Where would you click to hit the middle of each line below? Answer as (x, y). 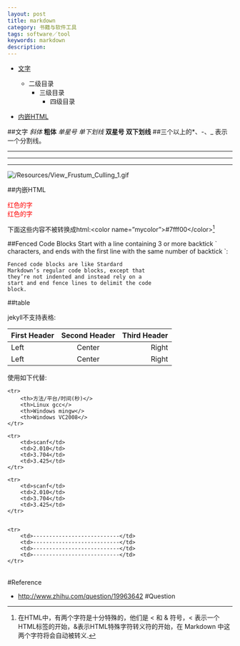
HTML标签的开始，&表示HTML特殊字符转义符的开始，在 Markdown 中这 (124, 626)
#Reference (25, 582)
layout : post (27, 14)
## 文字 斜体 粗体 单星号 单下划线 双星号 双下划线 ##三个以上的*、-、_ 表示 (117, 132)
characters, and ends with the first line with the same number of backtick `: (118, 251)
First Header (33, 335)
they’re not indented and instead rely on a (75, 277)
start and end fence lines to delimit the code (80, 283)
